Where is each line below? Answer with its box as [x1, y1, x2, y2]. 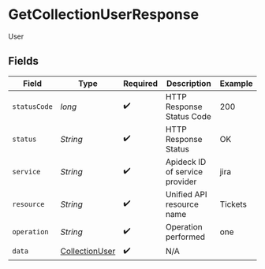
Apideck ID [165, 156, 207, 167]
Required [123, 77, 159, 88]
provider [165, 176, 197, 187]
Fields [8, 54, 39, 68]
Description [166, 77, 211, 88]
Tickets [219, 199, 247, 210]
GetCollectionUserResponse [8, 6, 200, 24]
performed [165, 231, 206, 242]
